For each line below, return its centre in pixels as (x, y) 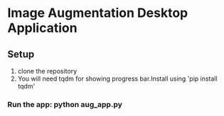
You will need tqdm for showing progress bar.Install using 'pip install (118, 79)
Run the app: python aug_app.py (65, 104)
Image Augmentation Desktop (98, 13)
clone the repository (47, 71)
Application (42, 28)
